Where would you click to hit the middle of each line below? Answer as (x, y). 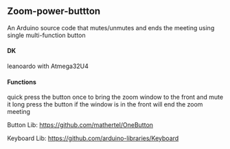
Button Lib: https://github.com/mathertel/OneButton (80, 125)
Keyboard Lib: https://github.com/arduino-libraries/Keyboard (93, 138)
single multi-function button (46, 35)
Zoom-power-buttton (54, 11)
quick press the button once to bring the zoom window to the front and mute (115, 97)
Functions (22, 82)
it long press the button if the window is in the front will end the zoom (105, 104)
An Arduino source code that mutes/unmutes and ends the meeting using (111, 27)
